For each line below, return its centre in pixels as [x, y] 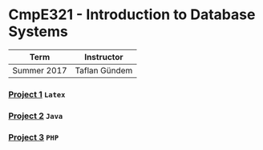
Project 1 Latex [37, 94]
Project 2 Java [36, 116]
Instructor [103, 57]
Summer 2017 [40, 70]
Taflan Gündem [104, 70]
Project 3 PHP [34, 137]
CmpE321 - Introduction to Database [132, 15]
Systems [38, 32]
